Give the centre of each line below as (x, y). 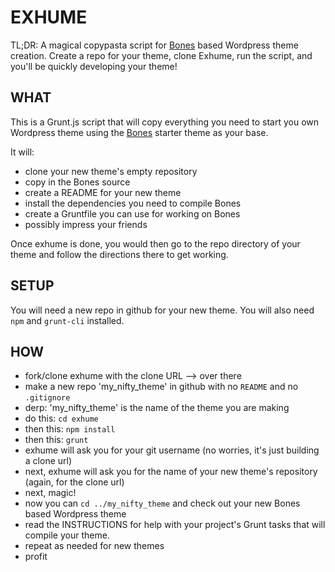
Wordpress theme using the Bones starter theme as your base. (139, 132)
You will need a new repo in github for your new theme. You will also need (162, 310)
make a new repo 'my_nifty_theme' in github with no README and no (161, 387)
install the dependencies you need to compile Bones (133, 203)
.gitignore (47, 398)
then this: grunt (56, 440)
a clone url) (48, 461)
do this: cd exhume (61, 418)
